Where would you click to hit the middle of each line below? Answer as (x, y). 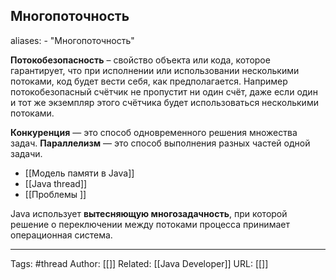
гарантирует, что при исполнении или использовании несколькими (155, 70)
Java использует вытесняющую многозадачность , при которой (149, 213)
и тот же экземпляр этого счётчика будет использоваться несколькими (164, 102)
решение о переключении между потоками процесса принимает (150, 224)
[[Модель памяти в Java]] (79, 173)
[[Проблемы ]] (55, 194)
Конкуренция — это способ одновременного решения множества (154, 132)
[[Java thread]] (56, 183)
